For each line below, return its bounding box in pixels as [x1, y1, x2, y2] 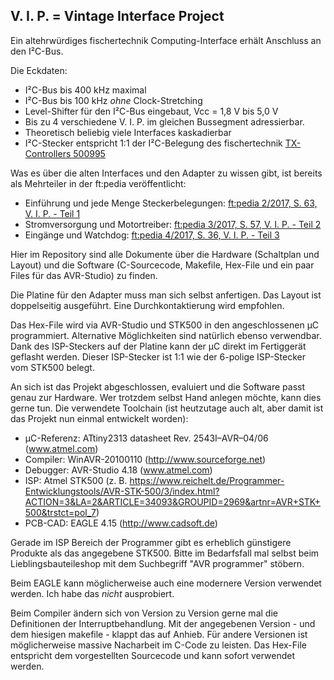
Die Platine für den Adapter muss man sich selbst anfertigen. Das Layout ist [10, 289, 322, 301]
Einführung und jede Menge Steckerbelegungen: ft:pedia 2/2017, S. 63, [24, 197, 318, 209]
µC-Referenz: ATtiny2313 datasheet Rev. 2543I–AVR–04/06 [24, 432, 269, 444]
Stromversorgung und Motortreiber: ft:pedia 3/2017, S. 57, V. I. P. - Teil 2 [24, 218, 322, 230]
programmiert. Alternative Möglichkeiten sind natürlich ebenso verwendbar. [10, 329, 322, 341]
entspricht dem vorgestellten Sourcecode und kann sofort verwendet [10, 649, 295, 661]
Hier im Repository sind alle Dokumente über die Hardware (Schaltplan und [10, 248, 320, 260]
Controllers [24, 147, 72, 159]
